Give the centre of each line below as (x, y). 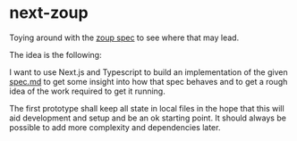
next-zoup (49, 13)
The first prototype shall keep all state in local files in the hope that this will (147, 108)
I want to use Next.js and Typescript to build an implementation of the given (148, 72)
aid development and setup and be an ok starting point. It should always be (148, 118)
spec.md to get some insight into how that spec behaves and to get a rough (148, 81)
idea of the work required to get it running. (87, 91)
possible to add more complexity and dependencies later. (115, 127)
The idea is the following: (55, 54)
